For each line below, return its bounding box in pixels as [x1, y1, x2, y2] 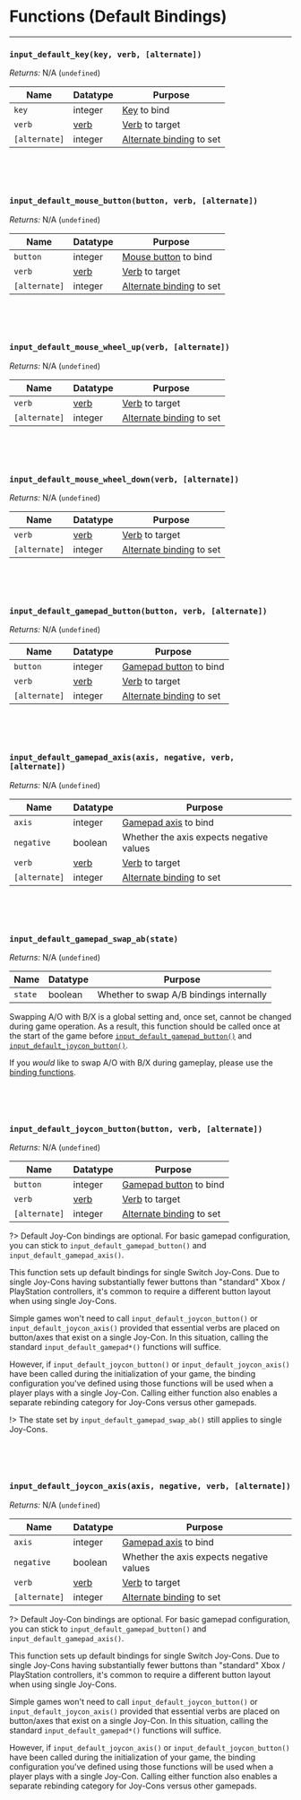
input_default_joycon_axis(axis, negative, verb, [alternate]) [9, 1482, 291, 1491]
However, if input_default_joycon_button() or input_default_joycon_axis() [9, 1359, 290, 1370]
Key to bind [122, 104, 170, 117]
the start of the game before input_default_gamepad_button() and [9, 1030, 253, 1041]
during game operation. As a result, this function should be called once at [9, 1021, 280, 1032]
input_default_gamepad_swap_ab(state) [9, 934, 179, 943]
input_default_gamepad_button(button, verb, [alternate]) [9, 606, 268, 616]
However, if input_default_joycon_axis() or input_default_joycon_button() [9, 1742, 290, 1752]
